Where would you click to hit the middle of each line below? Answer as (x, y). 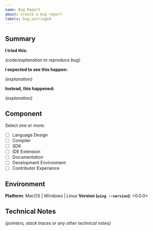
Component (24, 114)
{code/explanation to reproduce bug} (43, 60)
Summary (20, 39)
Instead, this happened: (30, 88)
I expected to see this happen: (37, 70)
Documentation (28, 157)
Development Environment (39, 163)
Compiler (21, 141)
